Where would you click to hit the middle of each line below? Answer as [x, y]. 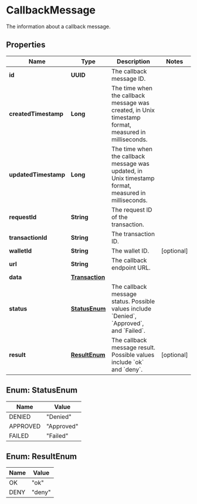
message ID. [128, 79]
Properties [26, 45]
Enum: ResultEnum [42, 456]
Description [134, 61]
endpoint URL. [131, 267]
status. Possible [133, 301]
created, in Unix [133, 110]
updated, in [127, 171]
